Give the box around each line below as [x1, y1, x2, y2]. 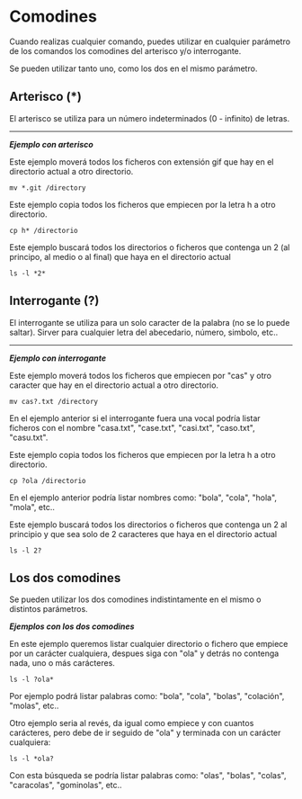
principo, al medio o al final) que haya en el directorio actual [9, 251, 231, 262]
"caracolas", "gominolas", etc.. [9, 780, 123, 791]
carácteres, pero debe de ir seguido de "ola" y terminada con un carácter [9, 727, 281, 739]
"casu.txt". [9, 432, 49, 443]
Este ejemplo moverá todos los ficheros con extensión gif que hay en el [9, 156, 274, 167]
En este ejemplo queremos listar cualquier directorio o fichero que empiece [9, 639, 289, 650]
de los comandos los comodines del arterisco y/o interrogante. [9, 45, 242, 56]
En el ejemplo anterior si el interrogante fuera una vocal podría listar [9, 412, 261, 424]
